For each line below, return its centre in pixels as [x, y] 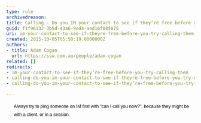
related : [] [21, 61]
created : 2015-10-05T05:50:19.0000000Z [56, 39]
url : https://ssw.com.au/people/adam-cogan [66, 56]
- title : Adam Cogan [32, 51]
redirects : [20, 67]
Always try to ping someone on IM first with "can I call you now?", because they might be [102, 106]
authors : [17, 45]
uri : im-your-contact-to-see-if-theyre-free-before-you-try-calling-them [100, 34]
